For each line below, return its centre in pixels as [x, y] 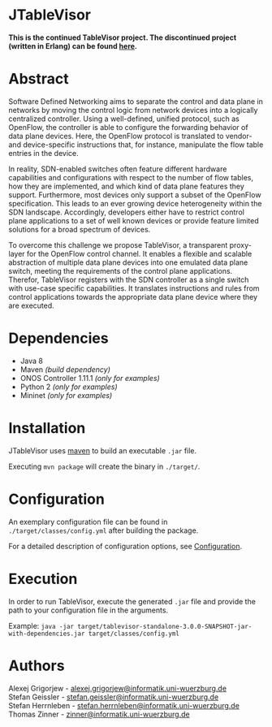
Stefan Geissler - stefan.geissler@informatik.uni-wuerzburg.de [114, 697]
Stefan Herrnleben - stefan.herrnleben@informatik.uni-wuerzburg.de [124, 705]
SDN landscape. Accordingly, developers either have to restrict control [127, 212]
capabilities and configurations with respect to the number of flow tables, [131, 177]
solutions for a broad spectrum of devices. [80, 229]
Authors [37, 666]
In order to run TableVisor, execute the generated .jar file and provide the [132, 601]
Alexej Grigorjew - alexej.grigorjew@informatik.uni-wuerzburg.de [118, 688]
